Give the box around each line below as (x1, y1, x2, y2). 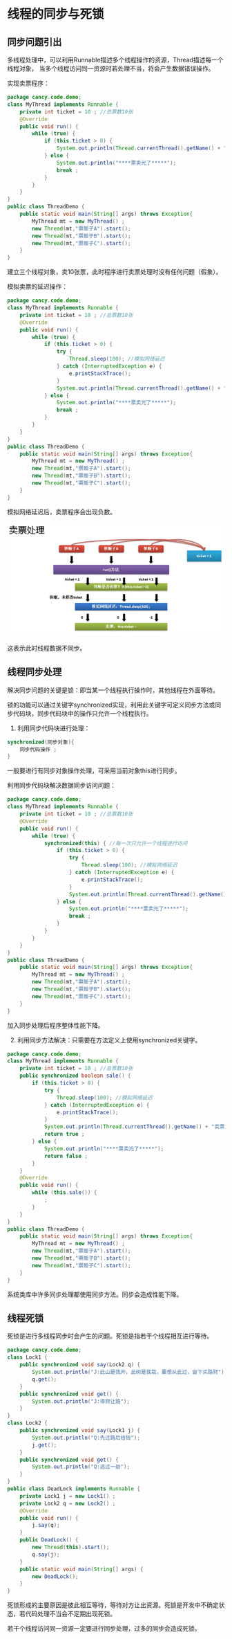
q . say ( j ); (32, 1551, 60, 1558)
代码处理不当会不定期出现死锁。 (25, 1610, 116, 1618)
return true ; (43, 1131, 85, 1138)
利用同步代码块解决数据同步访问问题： (7, 781, 116, 790)
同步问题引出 (7, 36, 62, 48)
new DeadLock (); (32, 1573, 79, 1580)
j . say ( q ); (32, 1522, 60, 1529)
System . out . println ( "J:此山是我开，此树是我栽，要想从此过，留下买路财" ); (32, 1368, 228, 1375)
